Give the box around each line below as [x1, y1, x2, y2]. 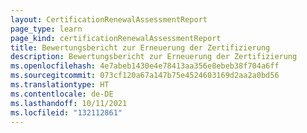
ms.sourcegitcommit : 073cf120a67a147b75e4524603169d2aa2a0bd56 [10, 71, 280, 81]
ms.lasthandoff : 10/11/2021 [10, 98, 128, 108]
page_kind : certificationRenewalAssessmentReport [10, 33, 222, 43]
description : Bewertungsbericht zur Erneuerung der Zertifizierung [10, 52, 298, 62]
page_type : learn [10, 24, 83, 34]
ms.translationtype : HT [10, 80, 110, 90]
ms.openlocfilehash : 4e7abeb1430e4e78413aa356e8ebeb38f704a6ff [10, 61, 280, 71]
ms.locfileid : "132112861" [10, 107, 123, 118]
